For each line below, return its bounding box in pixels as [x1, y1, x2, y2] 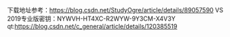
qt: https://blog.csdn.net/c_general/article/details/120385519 [7, 23, 178, 30]
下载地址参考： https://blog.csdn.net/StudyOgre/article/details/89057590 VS [7, 6, 224, 14]
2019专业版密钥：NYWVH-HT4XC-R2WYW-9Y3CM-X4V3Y [7, 14, 176, 23]
